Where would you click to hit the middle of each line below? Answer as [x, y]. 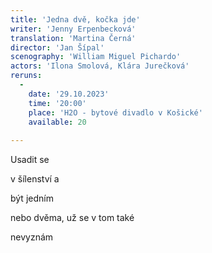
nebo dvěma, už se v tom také [72, 218]
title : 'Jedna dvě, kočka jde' [75, 19]
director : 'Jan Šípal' [57, 47]
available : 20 [57, 122]
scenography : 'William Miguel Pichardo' [96, 57]
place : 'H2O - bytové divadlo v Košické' [115, 112]
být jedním [32, 198]
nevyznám [32, 237]
